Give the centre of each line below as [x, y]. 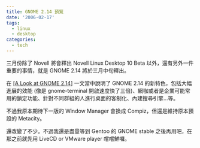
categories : [21, 40]
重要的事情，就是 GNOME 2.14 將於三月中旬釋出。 [68, 70]
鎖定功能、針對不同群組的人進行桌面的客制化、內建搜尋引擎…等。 [98, 98]
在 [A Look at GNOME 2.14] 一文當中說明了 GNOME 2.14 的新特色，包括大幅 [99, 83]
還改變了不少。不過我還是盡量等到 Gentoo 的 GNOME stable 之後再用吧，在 [99, 131]
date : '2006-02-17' [31, 17]
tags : [13, 23]
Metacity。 [31, 118]
